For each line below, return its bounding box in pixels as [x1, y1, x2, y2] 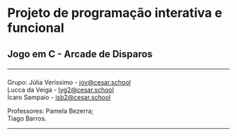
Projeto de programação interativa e [7, 5, 223, 21]
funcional [7, 20, 65, 36]
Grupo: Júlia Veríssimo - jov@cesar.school [7, 78, 131, 86]
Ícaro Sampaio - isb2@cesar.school [7, 93, 111, 101]
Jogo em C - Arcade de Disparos [7, 48, 153, 60]
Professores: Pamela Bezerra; [7, 106, 94, 115]
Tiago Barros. [7, 114, 47, 123]
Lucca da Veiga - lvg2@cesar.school [7, 85, 114, 94]
